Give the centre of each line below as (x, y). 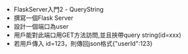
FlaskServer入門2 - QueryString (59, 9)
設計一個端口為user (41, 26)
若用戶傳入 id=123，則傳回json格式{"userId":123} (83, 43)
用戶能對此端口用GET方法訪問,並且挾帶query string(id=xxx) (97, 35)
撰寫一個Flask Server (43, 18)
